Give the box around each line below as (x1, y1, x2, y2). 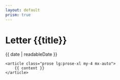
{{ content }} (14, 66, 45, 71)
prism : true (5, 12, 31, 17)
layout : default (5, 7, 40, 13)
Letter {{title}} (5, 34, 67, 46)
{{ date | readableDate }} (5, 51, 57, 57)
